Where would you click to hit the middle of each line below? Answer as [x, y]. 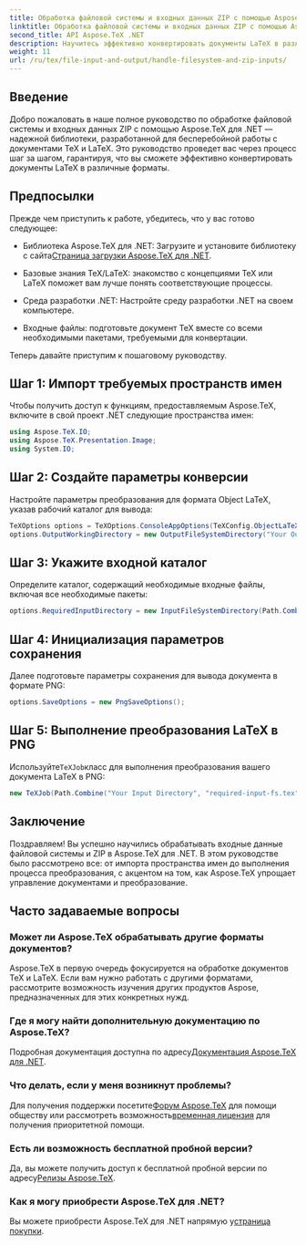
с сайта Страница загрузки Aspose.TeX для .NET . [117, 255]
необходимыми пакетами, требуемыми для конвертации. [135, 337]
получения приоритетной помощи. [77, 1125]
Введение [39, 97]
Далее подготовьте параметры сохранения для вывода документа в [143, 676]
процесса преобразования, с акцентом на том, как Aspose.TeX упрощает [153, 873]
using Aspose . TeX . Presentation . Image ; [83, 441]
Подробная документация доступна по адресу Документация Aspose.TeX [153, 1052]
